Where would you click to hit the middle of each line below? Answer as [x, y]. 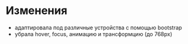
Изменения [37, 11]
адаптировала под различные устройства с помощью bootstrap [98, 28]
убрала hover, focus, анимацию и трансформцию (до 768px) [93, 34]
